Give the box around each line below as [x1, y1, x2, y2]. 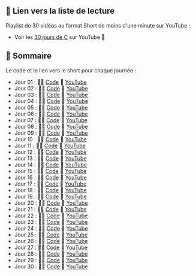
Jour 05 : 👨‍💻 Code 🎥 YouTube [14, 104, 88, 111]
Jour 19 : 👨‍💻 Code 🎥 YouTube [14, 193, 88, 200]
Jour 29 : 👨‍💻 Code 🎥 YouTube [14, 256, 88, 263]
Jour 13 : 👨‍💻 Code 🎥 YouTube [14, 154, 88, 162]
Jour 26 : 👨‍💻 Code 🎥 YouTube [14, 237, 88, 244]
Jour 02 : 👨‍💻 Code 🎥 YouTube [14, 84, 88, 92]
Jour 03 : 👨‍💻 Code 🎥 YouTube [14, 91, 88, 98]
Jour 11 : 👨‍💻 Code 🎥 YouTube [14, 142, 86, 149]
